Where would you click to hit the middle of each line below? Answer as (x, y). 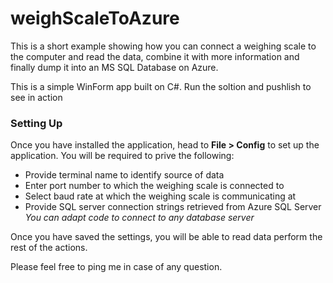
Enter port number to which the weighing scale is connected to (154, 186)
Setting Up (36, 123)
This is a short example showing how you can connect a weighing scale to (163, 46)
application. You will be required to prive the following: (122, 156)
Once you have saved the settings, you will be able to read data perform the (166, 237)
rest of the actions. (49, 248)
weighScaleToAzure (95, 18)
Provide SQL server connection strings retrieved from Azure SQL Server (173, 207)
